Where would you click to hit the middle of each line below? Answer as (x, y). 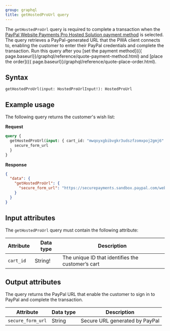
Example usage (30, 105)
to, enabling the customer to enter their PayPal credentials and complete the (85, 45)
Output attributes (33, 282)
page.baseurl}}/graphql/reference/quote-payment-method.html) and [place (84, 56)
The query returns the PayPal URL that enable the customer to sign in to (80, 294)
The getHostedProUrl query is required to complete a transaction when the (83, 29)
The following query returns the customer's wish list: (60, 117)
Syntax (17, 77)
